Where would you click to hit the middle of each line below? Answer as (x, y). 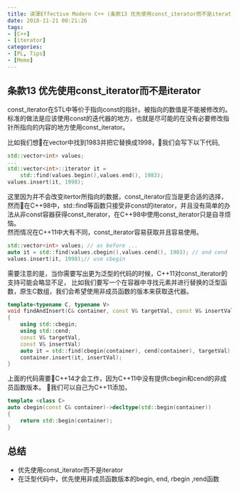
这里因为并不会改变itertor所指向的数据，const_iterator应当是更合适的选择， (117, 196)
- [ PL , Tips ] (27, 54)
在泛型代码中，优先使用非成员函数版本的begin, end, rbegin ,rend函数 (118, 479)
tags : (15, 27)
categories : (25, 47)
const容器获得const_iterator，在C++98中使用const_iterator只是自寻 (126, 214)
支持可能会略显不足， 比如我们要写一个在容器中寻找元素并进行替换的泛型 (114, 282)
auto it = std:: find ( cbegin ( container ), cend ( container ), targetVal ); (127, 351)
